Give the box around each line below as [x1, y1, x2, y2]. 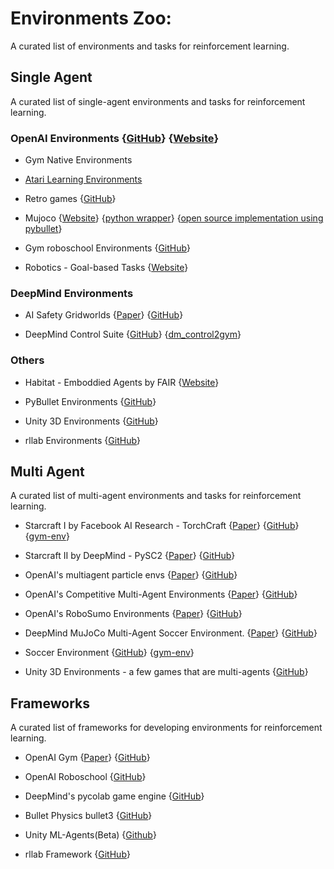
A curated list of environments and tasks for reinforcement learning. [10, 40, 290, 52]
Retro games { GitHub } [24, 193, 117, 205]
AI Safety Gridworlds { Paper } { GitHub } [24, 309, 184, 321]
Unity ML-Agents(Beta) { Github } [24, 829, 157, 841]
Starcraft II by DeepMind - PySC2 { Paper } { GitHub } [24, 550, 236, 562]
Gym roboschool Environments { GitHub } [24, 242, 192, 254]
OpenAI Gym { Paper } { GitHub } [24, 752, 151, 764]
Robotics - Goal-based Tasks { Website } [24, 262, 189, 274]
